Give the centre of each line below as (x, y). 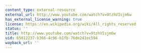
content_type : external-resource (40, 10)
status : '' (17, 29)
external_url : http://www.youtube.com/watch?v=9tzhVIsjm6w (68, 15)
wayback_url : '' (22, 43)
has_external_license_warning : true (44, 19)
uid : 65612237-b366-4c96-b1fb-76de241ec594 (52, 38)
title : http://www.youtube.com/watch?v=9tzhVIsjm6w (60, 33)
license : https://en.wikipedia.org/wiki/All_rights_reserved (71, 24)
